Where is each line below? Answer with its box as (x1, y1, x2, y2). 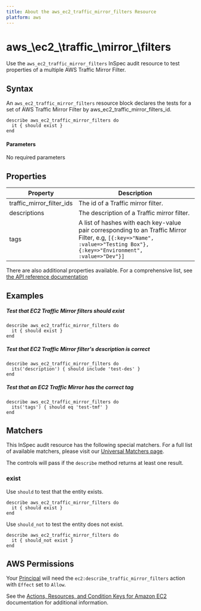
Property (28, 189, 54, 198)
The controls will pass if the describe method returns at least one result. (6, 459, 184, 467)
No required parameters (6, 154, 66, 161)
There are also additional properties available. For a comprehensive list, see (6, 267, 193, 274)
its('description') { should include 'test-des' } (11, 366, 141, 372)
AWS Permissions (6, 559, 74, 569)
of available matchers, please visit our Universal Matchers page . (6, 447, 165, 455)
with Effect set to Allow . (6, 581, 66, 588)
